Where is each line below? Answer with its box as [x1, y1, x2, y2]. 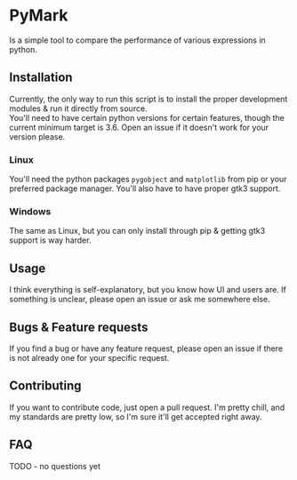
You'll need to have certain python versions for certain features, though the [9, 112, 285, 123]
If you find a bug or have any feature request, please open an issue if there [9, 343, 283, 354]
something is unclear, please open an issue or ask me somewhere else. [9, 294, 270, 305]
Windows [9, 205, 52, 218]
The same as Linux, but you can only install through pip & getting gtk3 [9, 226, 266, 236]
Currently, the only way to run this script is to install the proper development [9, 93, 288, 104]
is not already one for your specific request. [9, 352, 170, 363]
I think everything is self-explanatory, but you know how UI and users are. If [9, 284, 287, 295]
